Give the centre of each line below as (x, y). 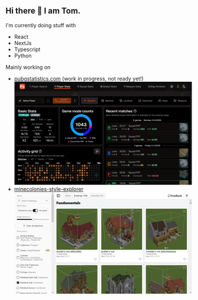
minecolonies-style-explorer (49, 189)
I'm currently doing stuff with (41, 25)
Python (23, 55)
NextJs (23, 43)
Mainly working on (28, 67)
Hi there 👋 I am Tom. (43, 11)
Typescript (27, 49)
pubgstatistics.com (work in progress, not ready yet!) (79, 78)
